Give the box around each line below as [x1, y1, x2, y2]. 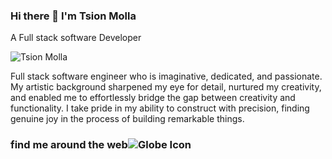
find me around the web [10, 138, 128, 152]
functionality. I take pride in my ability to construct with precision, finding [10, 102, 310, 114]
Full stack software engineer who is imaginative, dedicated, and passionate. [10, 70, 323, 83]
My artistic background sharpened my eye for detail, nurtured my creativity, [10, 81, 322, 93]
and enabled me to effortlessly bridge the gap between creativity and [10, 92, 296, 104]
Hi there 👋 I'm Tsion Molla [10, 9, 137, 23]
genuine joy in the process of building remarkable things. [10, 113, 245, 125]
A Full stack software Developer [10, 32, 142, 44]
